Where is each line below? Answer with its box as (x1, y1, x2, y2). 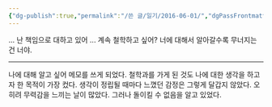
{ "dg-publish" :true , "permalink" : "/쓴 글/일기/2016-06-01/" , (8, 11, 209, 20)
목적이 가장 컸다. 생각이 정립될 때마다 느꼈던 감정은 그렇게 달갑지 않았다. (25, 80, 253, 89)
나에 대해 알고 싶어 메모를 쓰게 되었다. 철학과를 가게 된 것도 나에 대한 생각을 (8, 69, 245, 79)
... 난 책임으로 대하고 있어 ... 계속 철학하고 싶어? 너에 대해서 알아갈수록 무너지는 (8, 35, 257, 44)
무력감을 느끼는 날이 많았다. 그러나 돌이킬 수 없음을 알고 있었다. (23, 89, 222, 99)
